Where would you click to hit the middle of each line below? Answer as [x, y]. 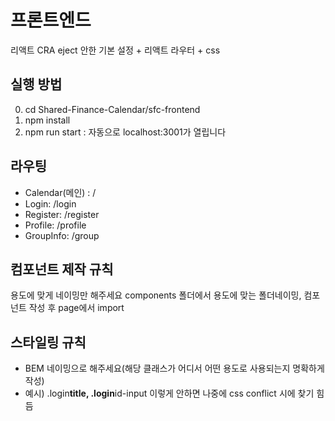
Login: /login [50, 203]
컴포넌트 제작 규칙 [62, 269]
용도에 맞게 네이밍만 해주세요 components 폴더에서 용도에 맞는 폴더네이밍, [156, 295]
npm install [47, 120]
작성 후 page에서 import [76, 308]
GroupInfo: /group [62, 235]
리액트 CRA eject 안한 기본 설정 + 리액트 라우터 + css [115, 50]
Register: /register [62, 214]
